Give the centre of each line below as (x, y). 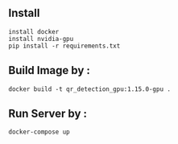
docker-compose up (39, 132)
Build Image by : (50, 70)
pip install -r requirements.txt (64, 46)
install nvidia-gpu (41, 39)
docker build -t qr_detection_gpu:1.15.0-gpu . (90, 89)
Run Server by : (48, 114)
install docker (34, 31)
